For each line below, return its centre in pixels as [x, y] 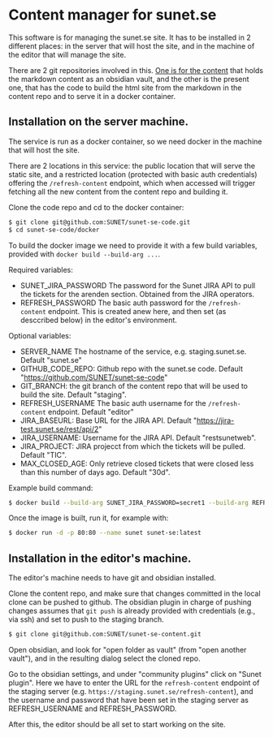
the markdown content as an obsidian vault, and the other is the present [129, 79]
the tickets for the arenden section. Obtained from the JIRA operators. [137, 294]
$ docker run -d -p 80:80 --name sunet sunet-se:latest [105, 533]
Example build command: [51, 488]
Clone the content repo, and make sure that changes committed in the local [135, 593]
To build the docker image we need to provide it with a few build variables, [133, 245]
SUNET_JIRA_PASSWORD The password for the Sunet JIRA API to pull [138, 285]
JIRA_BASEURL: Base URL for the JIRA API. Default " [108, 420]
